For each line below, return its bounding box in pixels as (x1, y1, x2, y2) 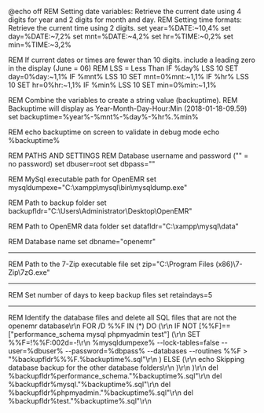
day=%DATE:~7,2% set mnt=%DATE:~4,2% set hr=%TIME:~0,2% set (8, 31, 234, 41)
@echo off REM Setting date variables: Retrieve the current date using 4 (8, 7, 242, 16)
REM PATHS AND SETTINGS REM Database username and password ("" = (8, 151, 249, 160)
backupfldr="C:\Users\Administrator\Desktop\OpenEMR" (8, 206, 192, 215)
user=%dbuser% (8, 346, 64, 356)
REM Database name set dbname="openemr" (8, 237, 156, 246)
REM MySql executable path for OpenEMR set (8, 174, 157, 184)
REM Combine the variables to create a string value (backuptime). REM (8, 96, 238, 104)
